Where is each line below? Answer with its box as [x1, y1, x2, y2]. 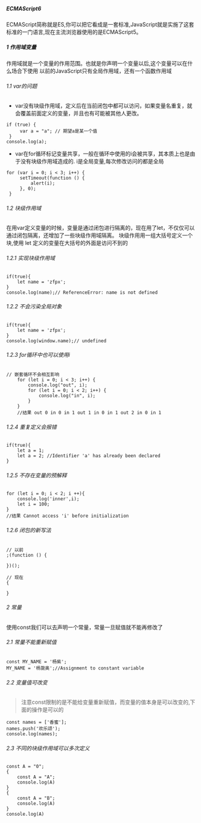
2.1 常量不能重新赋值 [6, 639, 57, 646]
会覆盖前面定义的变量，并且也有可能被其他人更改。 [14, 109, 142, 117]
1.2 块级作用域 [6, 204, 42, 212]
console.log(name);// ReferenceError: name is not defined [6, 289, 158, 296]
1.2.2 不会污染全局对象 [6, 303, 62, 310]
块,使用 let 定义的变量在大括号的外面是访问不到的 [6, 239, 129, 247]
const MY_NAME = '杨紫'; [6, 659, 67, 665]
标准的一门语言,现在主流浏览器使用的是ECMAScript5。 [6, 28, 142, 36]
